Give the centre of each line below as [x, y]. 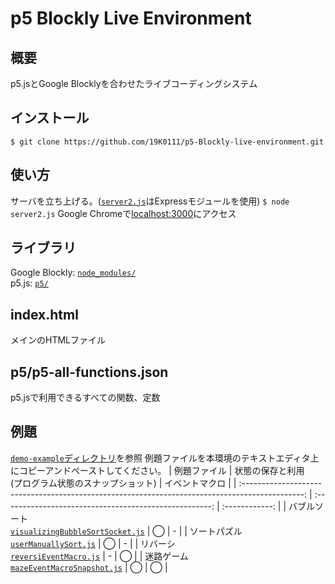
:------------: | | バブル [268, 506]
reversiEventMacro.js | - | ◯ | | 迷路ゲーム [99, 556]
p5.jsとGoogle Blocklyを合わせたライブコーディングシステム [134, 83]
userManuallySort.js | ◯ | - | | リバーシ [93, 543]
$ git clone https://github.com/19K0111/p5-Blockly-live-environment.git [167, 142]
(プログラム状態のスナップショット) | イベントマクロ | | [123, 483]
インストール [50, 118]
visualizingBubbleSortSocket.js [77, 532]
